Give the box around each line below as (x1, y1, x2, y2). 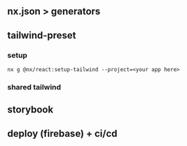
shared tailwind (7, 82, 62, 92)
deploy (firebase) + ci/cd (7, 127, 118, 139)
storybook (7, 104, 54, 116)
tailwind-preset (7, 29, 76, 41)
